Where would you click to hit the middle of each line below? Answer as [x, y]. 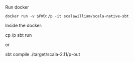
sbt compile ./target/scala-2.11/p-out [43, 54]
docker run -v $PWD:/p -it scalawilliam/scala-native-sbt [67, 16]
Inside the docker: [24, 25]
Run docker [17, 7]
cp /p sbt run [19, 35]
